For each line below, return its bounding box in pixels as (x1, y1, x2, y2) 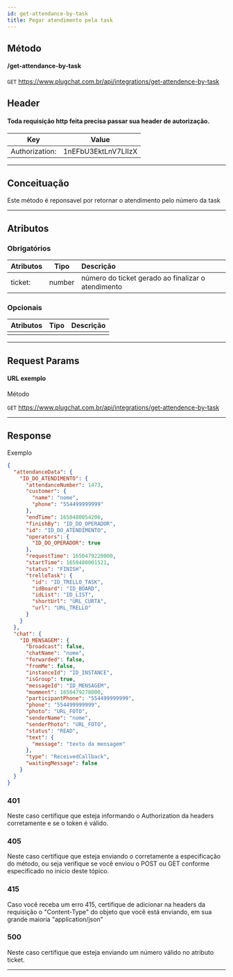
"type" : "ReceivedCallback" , (25, 753, 110, 760)
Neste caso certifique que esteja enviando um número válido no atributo (7, 948, 214, 956)
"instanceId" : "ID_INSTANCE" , (25, 669, 113, 676)
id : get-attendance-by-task (7, 10, 89, 17)
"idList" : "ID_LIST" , (32, 591, 95, 599)
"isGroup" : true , (25, 675, 76, 682)
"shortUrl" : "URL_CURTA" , (32, 598, 107, 605)
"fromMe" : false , (25, 663, 76, 670)
